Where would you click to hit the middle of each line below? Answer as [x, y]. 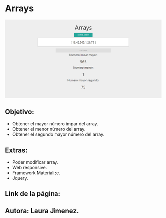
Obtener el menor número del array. [49, 129]
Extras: [17, 150]
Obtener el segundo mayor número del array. [58, 134]
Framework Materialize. [36, 173]
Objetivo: [20, 112]
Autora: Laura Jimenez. [42, 210]
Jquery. [20, 178]
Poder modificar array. [35, 162]
